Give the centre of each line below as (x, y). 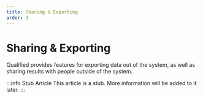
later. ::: (16, 90)
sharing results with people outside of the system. (70, 72)
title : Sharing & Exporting (42, 12)
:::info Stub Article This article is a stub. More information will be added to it (101, 83)
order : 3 (17, 18)
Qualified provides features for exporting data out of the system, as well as (101, 65)
